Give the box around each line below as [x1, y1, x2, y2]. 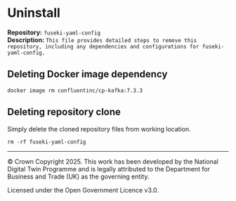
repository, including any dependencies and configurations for [7, 43, 199, 50]
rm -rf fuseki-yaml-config [7, 138, 86, 145]
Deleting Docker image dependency [7, 68, 168, 80]
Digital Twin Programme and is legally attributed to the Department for [7, 164, 211, 173]
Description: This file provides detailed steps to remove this [7, 35, 197, 44]
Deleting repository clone [7, 106, 122, 118]
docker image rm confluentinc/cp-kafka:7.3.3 [7, 86, 143, 94]
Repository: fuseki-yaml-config [7, 28, 100, 37]
